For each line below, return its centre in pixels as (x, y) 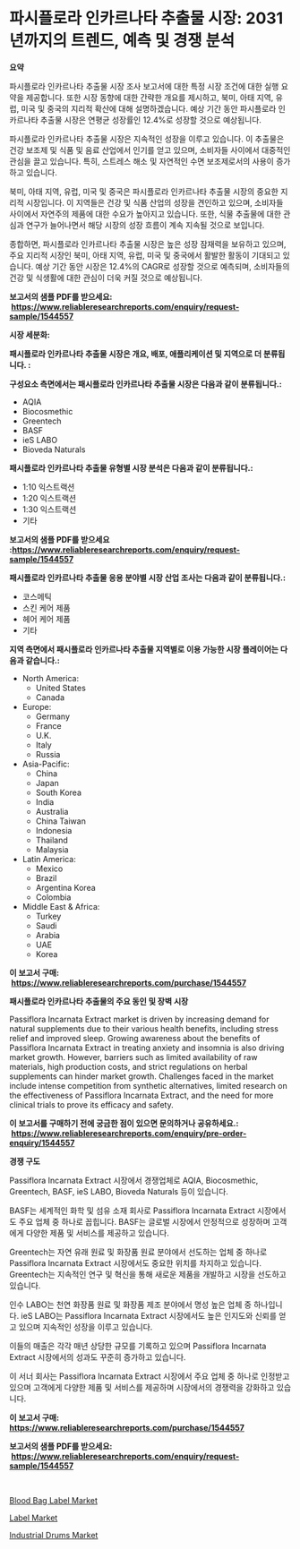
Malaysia (52, 849)
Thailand (52, 840)
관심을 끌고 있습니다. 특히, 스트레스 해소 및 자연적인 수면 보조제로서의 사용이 (142, 161)
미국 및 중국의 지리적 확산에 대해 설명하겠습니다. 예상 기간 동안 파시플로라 (149, 108)
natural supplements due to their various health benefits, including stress (144, 1028)
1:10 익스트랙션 (48, 487)
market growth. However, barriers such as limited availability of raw (133, 1057)
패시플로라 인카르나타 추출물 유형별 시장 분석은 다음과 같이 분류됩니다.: (131, 467)
